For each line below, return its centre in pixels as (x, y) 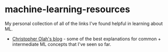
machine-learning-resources (67, 9)
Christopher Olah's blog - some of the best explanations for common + (87, 39)
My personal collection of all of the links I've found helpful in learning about (84, 23)
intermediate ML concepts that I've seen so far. (62, 44)
